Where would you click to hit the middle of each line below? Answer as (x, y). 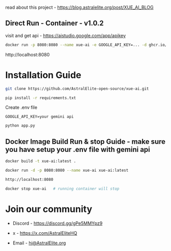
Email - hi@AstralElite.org (39, 243)
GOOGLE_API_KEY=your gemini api (39, 117)
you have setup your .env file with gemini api (78, 149)
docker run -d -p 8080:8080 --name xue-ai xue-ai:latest (67, 170)
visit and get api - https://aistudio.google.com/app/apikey (66, 36)
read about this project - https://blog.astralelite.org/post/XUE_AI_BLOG (79, 7)
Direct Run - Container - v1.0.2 (55, 23)
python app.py (20, 126)
